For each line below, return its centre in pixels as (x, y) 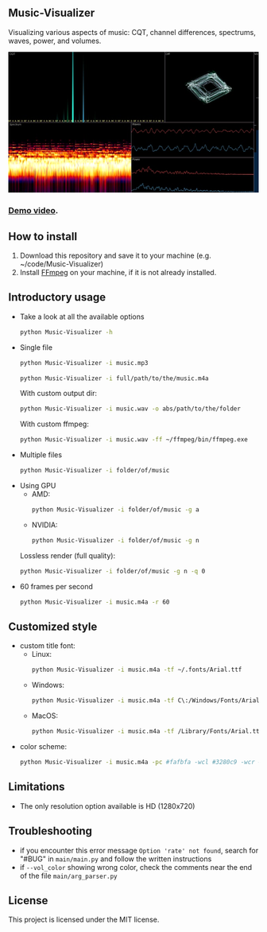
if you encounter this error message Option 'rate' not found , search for (139, 850)
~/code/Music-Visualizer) (62, 264)
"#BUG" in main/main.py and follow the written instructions (116, 859)
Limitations (37, 787)
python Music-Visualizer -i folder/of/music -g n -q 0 (112, 571)
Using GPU (38, 486)
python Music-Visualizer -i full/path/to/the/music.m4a (114, 378)
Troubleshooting (50, 831)
